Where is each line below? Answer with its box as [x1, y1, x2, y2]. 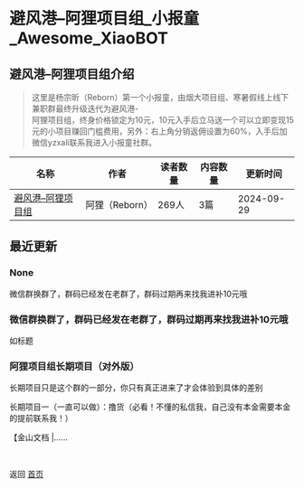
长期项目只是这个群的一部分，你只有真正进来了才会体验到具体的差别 [9, 382, 263, 393]
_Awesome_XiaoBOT [9, 28, 169, 49]
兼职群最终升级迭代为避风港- [31, 103, 139, 114]
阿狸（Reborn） [85, 199, 154, 211]
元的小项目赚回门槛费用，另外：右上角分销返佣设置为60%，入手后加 [31, 126, 288, 136]
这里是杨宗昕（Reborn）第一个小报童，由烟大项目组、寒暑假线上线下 [31, 92, 290, 102]
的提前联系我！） [9, 413, 73, 424]
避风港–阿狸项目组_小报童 [9, 8, 200, 29]
